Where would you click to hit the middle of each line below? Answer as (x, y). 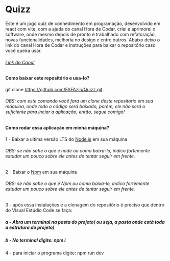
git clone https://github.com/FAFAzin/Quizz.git (54, 89)
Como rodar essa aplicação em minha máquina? (57, 127)
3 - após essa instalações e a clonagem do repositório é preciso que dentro (85, 204)
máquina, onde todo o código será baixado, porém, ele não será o (75, 107)
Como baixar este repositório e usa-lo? (47, 78)
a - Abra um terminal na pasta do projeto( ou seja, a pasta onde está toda (85, 222)
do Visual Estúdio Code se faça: (39, 210)
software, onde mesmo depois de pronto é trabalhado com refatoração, (81, 34)
